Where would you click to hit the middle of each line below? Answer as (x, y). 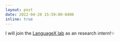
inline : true (19, 19)
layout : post (19, 10)
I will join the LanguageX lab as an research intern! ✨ (60, 33)
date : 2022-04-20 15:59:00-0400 (40, 14)
